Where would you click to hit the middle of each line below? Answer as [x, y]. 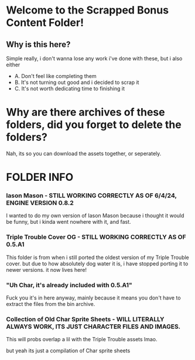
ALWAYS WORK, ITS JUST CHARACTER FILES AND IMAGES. [93, 327]
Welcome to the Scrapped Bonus [87, 10]
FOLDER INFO [40, 177]
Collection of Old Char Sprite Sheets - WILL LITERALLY [85, 319]
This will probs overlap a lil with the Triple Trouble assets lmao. [82, 339]
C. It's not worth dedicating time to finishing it [69, 88]
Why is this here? [38, 44]
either [13, 65]
